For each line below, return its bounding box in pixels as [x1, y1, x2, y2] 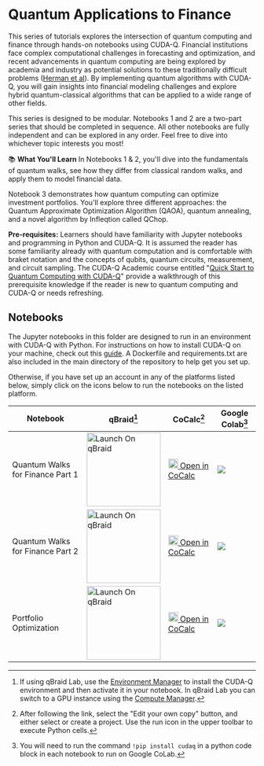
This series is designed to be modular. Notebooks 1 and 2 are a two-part [8, 113, 242, 123]
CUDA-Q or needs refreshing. [8, 288, 104, 297]
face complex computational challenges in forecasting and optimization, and [8, 48, 255, 57]
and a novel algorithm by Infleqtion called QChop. [8, 214, 169, 223]
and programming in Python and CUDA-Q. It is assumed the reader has [8, 238, 238, 247]
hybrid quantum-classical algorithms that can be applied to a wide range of [8, 90, 251, 99]
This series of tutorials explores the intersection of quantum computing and [8, 31, 252, 41]
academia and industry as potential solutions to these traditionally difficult [8, 64, 247, 74]
